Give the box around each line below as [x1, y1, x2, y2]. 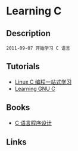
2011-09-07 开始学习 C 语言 [6, 45, 70, 51]
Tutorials [6, 61, 40, 72]
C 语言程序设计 [14, 119, 52, 126]
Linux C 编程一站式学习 [14, 78, 72, 85]
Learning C [6, 4, 62, 18]
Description [6, 28, 51, 39]
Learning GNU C [14, 85, 55, 92]
